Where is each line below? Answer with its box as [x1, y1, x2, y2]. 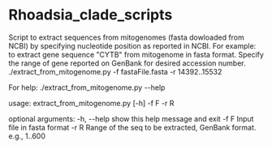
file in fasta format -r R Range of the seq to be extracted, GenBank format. [8, 122, 257, 132]
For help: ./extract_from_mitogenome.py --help [8, 83, 166, 92]
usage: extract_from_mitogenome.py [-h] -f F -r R [8, 98, 175, 108]
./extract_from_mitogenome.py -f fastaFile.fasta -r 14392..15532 [8, 66, 222, 76]
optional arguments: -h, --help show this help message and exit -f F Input [8, 113, 254, 123]
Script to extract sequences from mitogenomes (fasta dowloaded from [8, 32, 245, 42]
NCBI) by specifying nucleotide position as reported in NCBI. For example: [8, 40, 257, 50]
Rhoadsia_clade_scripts [8, 6, 173, 24]
